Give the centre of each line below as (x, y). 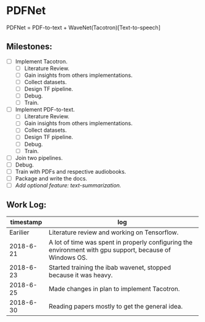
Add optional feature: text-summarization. (68, 185)
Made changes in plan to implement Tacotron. (114, 288)
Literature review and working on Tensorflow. (113, 232)
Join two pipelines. (39, 158)
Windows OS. (68, 257)
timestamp (26, 222)
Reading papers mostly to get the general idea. (116, 306)
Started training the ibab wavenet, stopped (110, 267)
